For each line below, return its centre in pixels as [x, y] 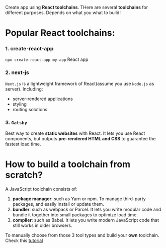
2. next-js [17, 72]
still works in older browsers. [42, 225]
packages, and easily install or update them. [58, 204]
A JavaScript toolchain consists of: [41, 189]
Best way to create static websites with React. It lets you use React [75, 133]
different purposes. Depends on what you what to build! [63, 13]
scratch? [24, 175]
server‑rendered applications [43, 99]
